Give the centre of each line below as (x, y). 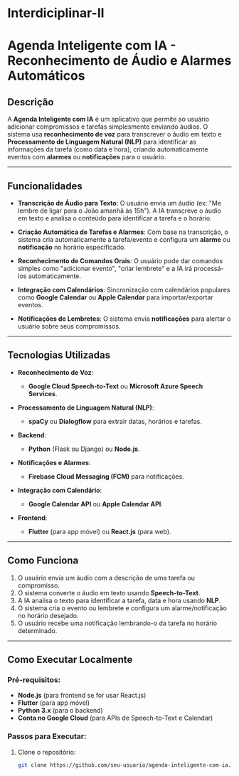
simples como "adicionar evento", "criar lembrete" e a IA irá (105, 269)
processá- (208, 269)
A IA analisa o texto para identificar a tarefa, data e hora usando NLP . (119, 600)
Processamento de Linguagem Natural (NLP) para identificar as (102, 142)
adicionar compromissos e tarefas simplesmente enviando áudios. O (108, 127)
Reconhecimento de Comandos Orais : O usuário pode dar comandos (120, 261)
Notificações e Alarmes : (54, 462)
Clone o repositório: (47, 752)
